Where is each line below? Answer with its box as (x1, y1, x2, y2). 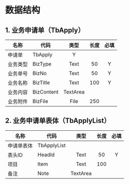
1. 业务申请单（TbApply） (5, 26, 85, 34)
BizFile (32, 98, 48, 104)
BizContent (32, 89, 59, 95)
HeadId (37, 151, 55, 158)
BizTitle (32, 79, 50, 86)
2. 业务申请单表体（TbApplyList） (5, 116, 111, 125)
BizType (32, 61, 52, 67)
